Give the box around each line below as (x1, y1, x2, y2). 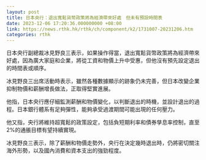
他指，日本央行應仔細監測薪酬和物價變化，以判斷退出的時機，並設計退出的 (6, 98, 194, 106)
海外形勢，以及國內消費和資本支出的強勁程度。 (6, 147, 124, 155)
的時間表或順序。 (6, 65, 50, 72)
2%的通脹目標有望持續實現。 (6, 126, 80, 134)
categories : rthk (6, 32, 51, 38)
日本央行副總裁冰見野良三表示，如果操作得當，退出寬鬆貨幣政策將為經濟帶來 (6, 49, 200, 57)
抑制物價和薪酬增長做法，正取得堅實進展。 (6, 85, 114, 92)
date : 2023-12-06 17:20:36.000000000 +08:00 (6, 20, 122, 26)
